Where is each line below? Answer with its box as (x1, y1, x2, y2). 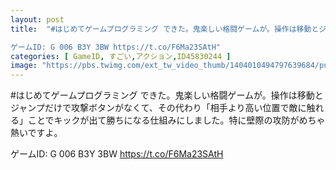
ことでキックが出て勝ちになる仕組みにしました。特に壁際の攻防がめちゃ (27, 114, 326, 126)
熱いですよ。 (10, 127, 63, 139)
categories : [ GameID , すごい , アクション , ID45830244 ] (10, 51, 232, 61)
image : (10, 61, 38, 71)
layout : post (10, 14, 65, 25)
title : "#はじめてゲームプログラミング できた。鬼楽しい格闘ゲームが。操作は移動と (10, 24, 320, 34)
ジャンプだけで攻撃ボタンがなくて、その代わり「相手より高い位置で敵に (10, 102, 307, 114)
